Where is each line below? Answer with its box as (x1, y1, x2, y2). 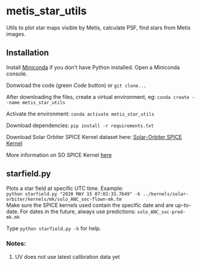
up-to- (174, 201, 192, 208)
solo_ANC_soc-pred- (137, 208, 186, 215)
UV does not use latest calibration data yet (14, 253, 120, 260)
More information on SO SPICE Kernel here (6, 151, 112, 158)
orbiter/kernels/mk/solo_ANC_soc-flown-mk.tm (6, 196, 122, 202)
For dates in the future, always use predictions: (20, 208, 136, 215)
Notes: (6, 240, 26, 248)
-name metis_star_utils (6, 99, 66, 105)
